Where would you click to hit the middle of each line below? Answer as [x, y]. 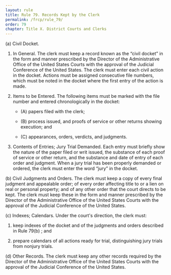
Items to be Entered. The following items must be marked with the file [86, 96]
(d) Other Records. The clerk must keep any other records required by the [83, 256]
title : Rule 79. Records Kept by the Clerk [53, 15]
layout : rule [19, 10]
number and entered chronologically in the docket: [66, 102]
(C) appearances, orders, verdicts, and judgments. [74, 137]
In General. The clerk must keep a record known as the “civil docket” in [88, 54]
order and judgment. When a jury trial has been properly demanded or [87, 163]
